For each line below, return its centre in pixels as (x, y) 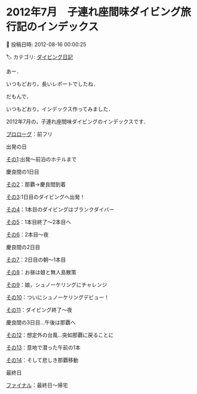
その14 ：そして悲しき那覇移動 (42, 360)
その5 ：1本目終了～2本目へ (39, 222)
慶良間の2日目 (23, 247)
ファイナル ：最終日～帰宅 (37, 385)
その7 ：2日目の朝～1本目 (36, 259)
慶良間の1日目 (23, 171)
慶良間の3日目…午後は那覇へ (41, 322)
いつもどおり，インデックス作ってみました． (60, 109)
